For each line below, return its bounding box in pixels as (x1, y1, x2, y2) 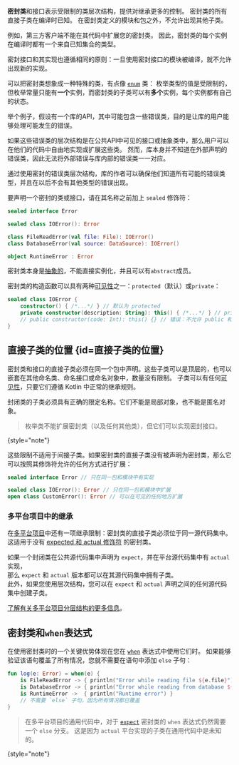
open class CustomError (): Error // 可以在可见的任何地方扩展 (7, 493, 183, 500)
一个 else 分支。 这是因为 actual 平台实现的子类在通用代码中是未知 (24, 726, 222, 734)
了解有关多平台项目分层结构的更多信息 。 (7, 604, 126, 612)
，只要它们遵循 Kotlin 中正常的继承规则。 (20, 382, 140, 391)
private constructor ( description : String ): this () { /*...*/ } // (20, 310, 221, 317)
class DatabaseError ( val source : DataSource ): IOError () (7, 240, 180, 247)
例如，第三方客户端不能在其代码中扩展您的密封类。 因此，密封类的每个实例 (7, 31, 228, 39)
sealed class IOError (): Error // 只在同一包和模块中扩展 (7, 487, 171, 494)
